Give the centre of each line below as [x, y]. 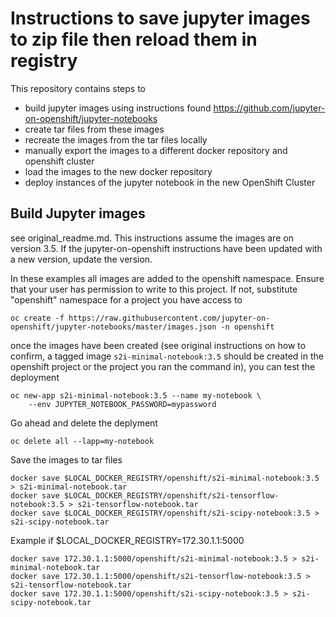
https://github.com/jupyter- [269, 108]
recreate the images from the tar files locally [116, 139]
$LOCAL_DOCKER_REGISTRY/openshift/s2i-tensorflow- [171, 495]
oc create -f [37, 318]
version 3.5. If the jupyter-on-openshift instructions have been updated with [166, 248]
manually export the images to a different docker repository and [156, 150]
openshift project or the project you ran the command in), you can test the [163, 366]
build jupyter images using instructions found [118, 108]
